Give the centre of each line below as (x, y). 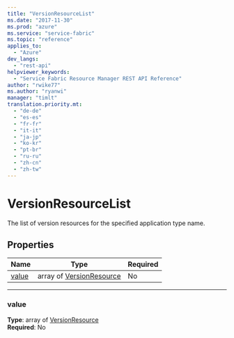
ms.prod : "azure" (32, 26)
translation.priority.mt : (45, 105)
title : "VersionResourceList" (51, 14)
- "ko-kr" (28, 144)
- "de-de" (28, 111)
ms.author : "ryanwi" (37, 91)
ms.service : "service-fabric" (51, 33)
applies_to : (24, 46)
